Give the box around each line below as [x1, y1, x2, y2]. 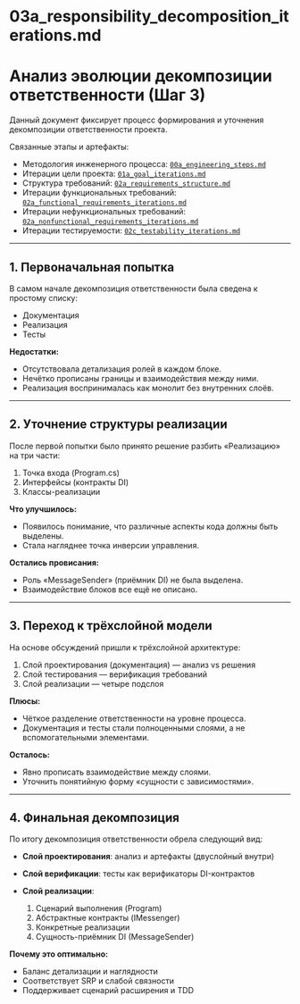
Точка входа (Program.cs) [21, 467, 121, 478]
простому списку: [9, 292, 79, 303]
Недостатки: [9, 346, 60, 356]
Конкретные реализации [35, 922, 130, 933]
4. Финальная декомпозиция [9, 810, 180, 825]
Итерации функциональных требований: [21, 188, 177, 198]
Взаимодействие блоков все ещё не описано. [21, 583, 198, 595]
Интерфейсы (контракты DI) [21, 476, 129, 488]
